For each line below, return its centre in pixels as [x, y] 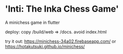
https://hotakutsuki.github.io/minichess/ [45, 46]
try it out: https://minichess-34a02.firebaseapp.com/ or [61, 41]
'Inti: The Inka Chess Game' [62, 9]
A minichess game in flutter [32, 22]
